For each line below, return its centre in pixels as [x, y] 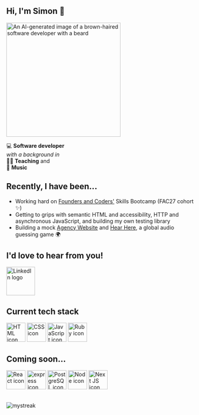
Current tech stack [43, 311]
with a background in [33, 154]
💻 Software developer [36, 145]
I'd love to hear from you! [55, 256]
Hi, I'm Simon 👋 [36, 11]
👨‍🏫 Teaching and [28, 161]
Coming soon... [36, 359]
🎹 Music [17, 167]
